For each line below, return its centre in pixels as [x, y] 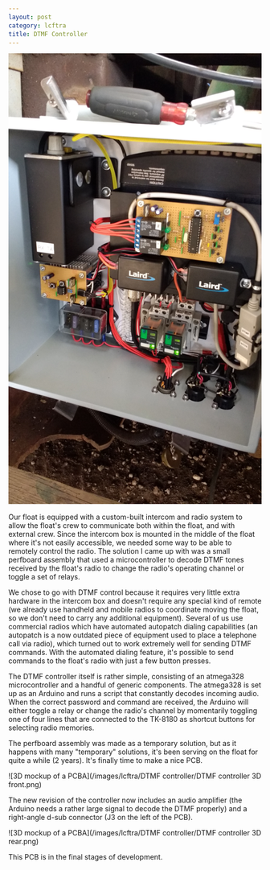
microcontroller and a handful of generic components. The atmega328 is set [135, 685]
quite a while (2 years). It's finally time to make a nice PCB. [106, 761]
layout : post [30, 17]
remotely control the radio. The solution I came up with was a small [119, 551]
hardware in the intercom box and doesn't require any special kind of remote [135, 601]
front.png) [25, 785]
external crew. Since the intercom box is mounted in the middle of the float [132, 534]
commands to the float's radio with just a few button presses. [110, 661]
